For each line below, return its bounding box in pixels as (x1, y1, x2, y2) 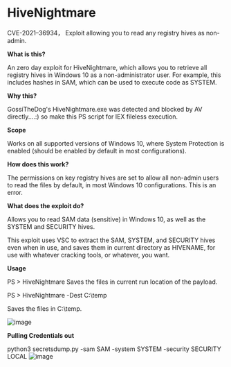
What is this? (7, 50, 46, 58)
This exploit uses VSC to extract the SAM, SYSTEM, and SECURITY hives (7, 236, 216, 244)
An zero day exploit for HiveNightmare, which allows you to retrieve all (7, 63, 207, 71)
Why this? (7, 92, 37, 100)
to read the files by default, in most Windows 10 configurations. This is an (7, 180, 216, 189)
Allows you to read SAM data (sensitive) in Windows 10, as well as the (7, 215, 206, 223)
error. (7, 188, 23, 196)
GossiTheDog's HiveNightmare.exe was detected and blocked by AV (7, 105, 203, 113)
